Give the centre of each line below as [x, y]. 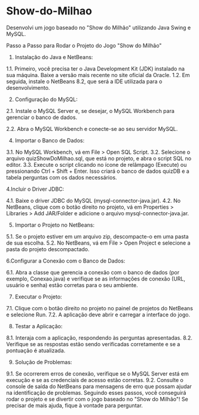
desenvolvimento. [28, 87]
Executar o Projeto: [38, 297]
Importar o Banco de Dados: [50, 140]
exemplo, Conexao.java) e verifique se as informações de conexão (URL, [96, 279]
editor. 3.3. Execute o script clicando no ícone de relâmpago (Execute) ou [97, 164]
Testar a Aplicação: [39, 326]
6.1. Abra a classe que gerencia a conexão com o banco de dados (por [93, 272]
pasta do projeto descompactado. [48, 249]
